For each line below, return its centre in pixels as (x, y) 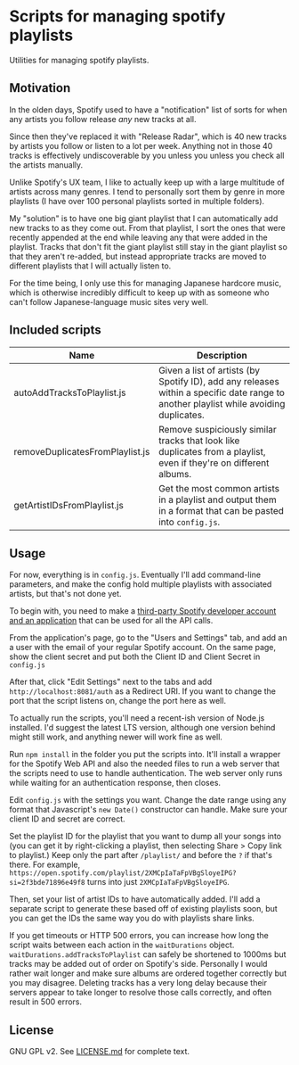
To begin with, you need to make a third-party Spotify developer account (143, 611)
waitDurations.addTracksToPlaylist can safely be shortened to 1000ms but (148, 954)
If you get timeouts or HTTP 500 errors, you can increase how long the (139, 936)
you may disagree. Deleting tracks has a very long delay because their (138, 983)
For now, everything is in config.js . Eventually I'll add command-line (135, 575)
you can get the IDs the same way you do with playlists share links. (132, 918)
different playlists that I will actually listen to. (90, 266)
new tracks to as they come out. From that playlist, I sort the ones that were (148, 227)
